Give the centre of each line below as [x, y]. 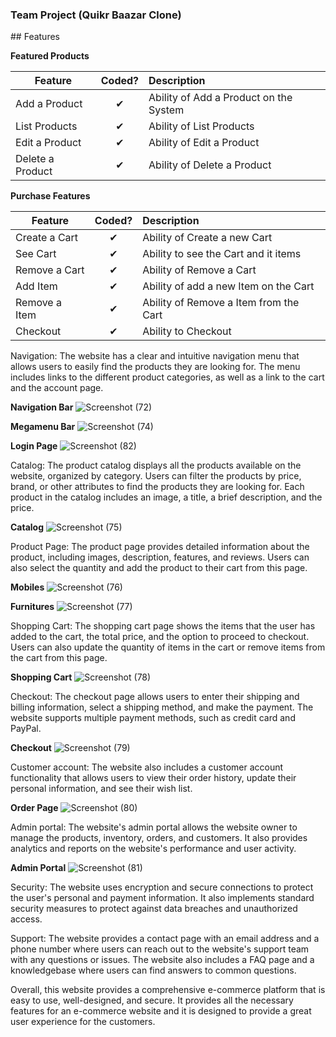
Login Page [34, 446]
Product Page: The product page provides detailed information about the [160, 547]
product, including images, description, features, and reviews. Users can [160, 557]
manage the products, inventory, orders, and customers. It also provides [159, 838]
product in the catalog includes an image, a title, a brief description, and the [166, 497]
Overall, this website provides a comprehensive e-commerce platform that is [168, 990]
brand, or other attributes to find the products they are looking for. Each [157, 487]
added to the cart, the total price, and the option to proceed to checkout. [160, 637]
